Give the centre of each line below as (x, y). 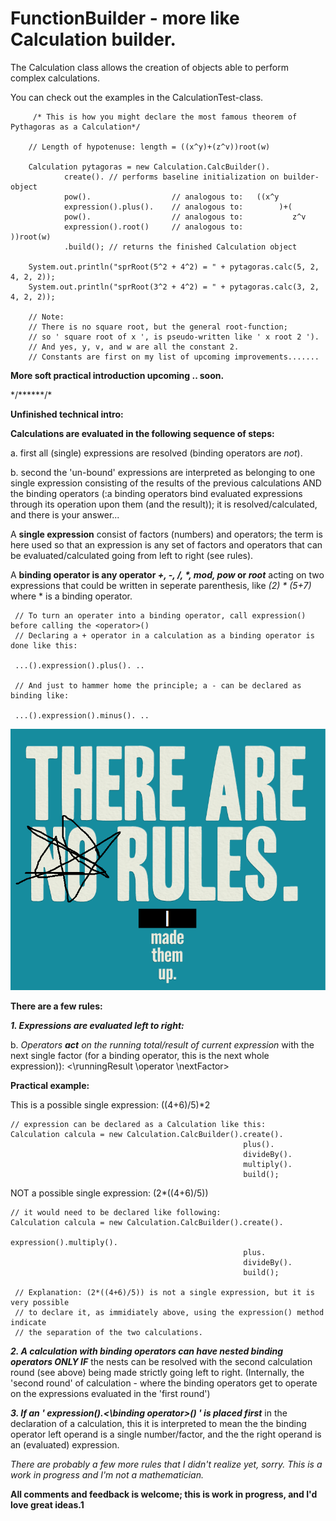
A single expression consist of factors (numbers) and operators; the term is (166, 534)
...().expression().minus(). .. (82, 715)
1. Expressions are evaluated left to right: (97, 1026)
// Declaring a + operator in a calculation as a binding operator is (164, 635)
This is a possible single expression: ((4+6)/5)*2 (110, 1105)
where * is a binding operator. (71, 596)
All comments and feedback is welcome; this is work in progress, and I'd (164, 1494)
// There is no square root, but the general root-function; (158, 327)
